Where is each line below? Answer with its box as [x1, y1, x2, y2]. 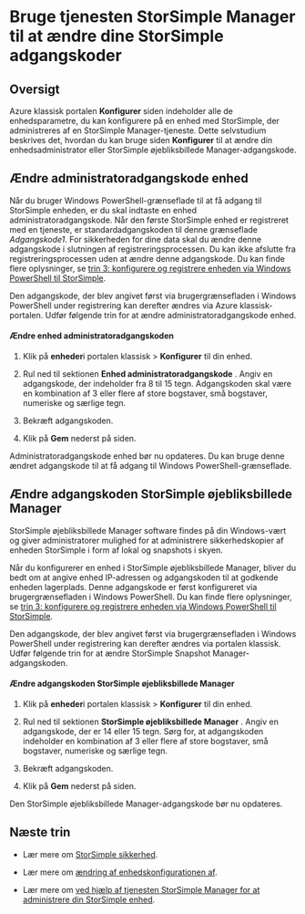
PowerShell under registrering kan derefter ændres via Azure [9, 299, 239, 311]
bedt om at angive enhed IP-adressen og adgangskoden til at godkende [9, 572, 280, 583]
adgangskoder [9, 46, 123, 66]
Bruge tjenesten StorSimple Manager [9, 6, 296, 27]
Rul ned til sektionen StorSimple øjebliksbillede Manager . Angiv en [22, 716, 280, 727]
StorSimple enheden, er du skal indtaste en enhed [9, 204, 198, 215]
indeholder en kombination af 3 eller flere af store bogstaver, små [22, 736, 269, 747]
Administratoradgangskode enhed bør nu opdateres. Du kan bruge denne [9, 451, 285, 462]
